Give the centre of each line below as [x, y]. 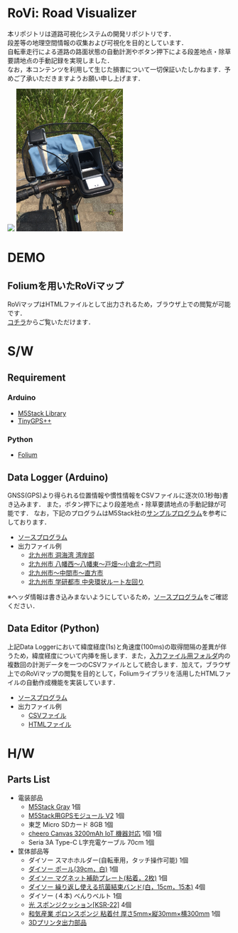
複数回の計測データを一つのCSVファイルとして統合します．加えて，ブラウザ [119, 664]
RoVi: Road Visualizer [72, 13]
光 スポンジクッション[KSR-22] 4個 [80, 904]
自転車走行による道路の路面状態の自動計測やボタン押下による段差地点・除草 [119, 51]
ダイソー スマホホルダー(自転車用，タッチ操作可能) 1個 [108, 860]
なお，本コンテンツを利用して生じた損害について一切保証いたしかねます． [116, 69]
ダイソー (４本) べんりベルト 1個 [75, 895]
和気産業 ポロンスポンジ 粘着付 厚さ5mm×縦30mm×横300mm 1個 [124, 913]
